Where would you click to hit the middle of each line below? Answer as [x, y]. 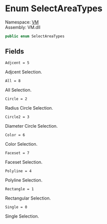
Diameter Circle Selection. [31, 126]
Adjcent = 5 [17, 63]
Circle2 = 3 [17, 117]
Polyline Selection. [24, 180]
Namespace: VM [22, 22]
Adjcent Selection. [24, 72]
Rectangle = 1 [20, 189]
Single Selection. [22, 216]
